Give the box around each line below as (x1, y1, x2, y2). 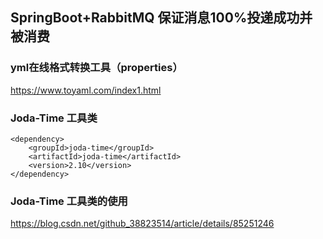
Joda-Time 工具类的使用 (10, 194, 128, 208)
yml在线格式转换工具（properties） (10, 61, 183, 75)
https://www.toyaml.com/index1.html (10, 84, 162, 96)
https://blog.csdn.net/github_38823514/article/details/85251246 (10, 218, 275, 230)
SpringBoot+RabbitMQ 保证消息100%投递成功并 (10, 9, 313, 27)
